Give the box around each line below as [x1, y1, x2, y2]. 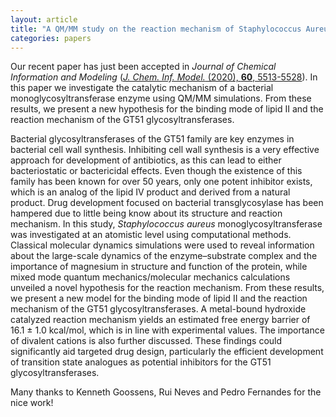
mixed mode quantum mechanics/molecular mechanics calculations [10, 271, 291, 283]
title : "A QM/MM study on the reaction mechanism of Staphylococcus [10, 24, 302, 34]
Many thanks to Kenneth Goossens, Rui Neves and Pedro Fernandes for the [10, 386, 322, 398]
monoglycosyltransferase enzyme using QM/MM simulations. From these [10, 92, 312, 105]
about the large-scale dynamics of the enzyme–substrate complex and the [10, 250, 318, 262]
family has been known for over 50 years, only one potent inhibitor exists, [10, 176, 313, 188]
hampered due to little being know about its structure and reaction [10, 207, 283, 220]
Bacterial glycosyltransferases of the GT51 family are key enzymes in [10, 133, 295, 145]
